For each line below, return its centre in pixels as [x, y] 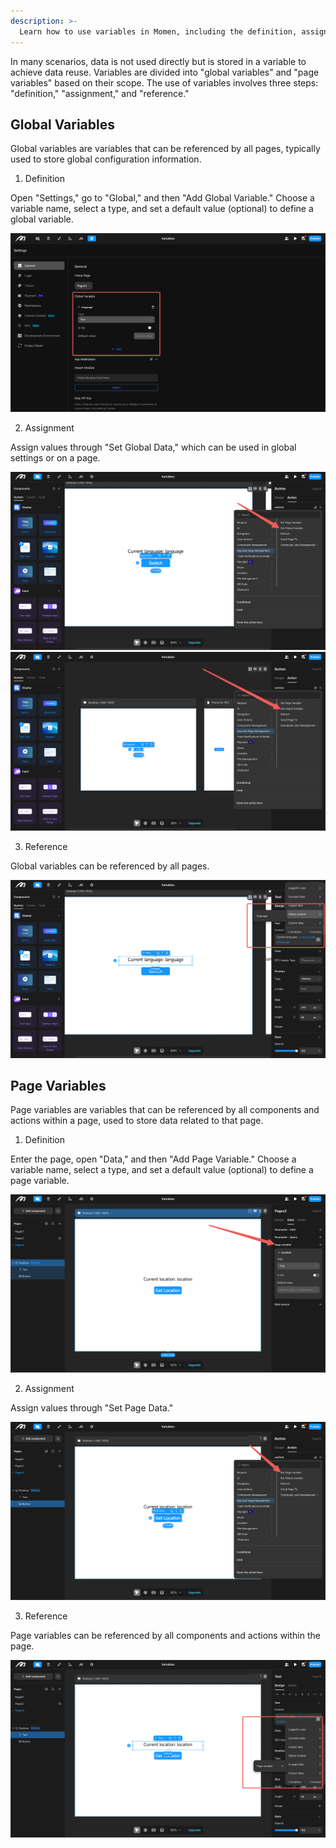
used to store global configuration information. [106, 159]
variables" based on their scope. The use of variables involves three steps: [164, 82]
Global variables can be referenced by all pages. [110, 866]
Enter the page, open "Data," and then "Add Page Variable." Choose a [153, 1159]
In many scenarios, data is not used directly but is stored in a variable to [158, 61]
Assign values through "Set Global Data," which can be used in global [153, 447]
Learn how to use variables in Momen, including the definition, [158, 31]
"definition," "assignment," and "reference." [100, 93]
